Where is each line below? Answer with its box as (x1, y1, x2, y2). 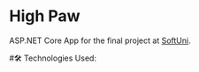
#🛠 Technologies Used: (9, 53, 97, 63)
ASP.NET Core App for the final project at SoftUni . (9, 35, 192, 46)
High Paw (9, 6, 81, 26)
